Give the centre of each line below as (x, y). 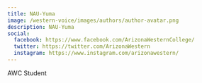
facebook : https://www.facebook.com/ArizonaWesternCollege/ (104, 40)
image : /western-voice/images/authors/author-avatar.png (93, 20)
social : (19, 33)
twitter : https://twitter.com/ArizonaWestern (82, 46)
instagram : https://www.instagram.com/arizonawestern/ (96, 53)
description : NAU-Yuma (41, 27)
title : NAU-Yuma (31, 14)
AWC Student (27, 73)
